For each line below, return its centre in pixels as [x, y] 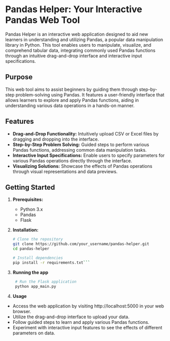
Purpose [19, 77]
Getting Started [30, 187]
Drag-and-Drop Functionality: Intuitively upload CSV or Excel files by [86, 133]
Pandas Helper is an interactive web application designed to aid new [77, 34]
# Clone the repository [38, 240]
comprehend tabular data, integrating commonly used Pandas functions [80, 50]
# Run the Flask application [46, 282]
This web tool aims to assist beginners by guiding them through [72, 89]
